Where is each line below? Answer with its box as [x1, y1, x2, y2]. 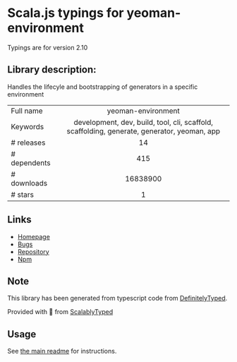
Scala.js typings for [7, 5, 124, 21]
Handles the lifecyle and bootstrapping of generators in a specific [7, 83, 198, 91]
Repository [17, 247, 49, 255]
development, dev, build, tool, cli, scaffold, [73, 117, 214, 127]
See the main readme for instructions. [7, 347, 117, 356]
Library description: [7, 64, 97, 76]
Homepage [17, 232, 51, 241]
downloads [11, 178, 48, 188]
